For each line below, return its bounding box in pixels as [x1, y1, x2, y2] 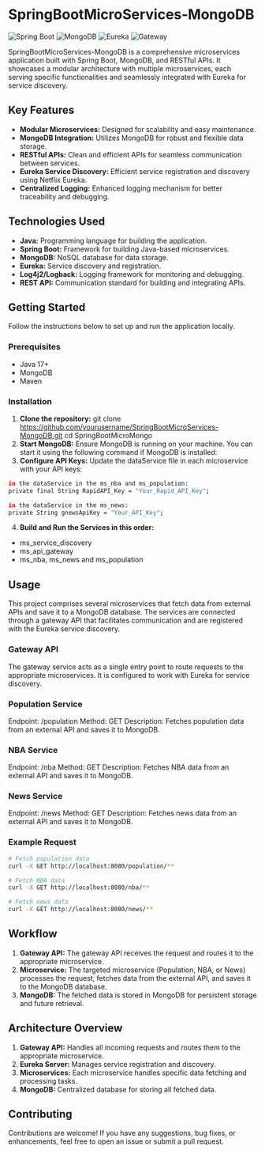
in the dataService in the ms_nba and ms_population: [8, 479, 189, 487]
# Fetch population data [8, 854, 90, 863]
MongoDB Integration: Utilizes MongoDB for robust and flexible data [19, 133, 244, 142]
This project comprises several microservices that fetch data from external [8, 599, 251, 608]
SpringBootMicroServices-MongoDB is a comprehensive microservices [8, 47, 241, 56]
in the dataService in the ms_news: [8, 501, 129, 509]
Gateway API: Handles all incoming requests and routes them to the [19, 1042, 241, 1052]
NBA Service [8, 744, 58, 755]
